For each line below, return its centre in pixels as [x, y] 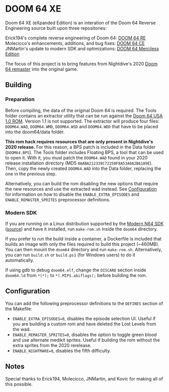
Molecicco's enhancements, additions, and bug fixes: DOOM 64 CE [75, 43]
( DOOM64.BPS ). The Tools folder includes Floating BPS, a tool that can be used [84, 152]
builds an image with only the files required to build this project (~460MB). [82, 244]
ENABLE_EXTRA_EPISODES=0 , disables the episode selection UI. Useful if [84, 318]
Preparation [20, 99]
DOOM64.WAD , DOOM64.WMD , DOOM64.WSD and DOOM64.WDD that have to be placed [82, 126]
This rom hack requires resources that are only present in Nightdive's [79, 141]
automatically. [20, 260]
